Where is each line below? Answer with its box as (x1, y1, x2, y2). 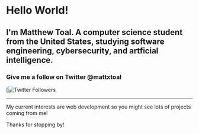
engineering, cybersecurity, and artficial (6, 46, 159, 56)
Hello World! (6, 4, 69, 17)
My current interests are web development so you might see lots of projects (6, 103, 191, 110)
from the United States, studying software (6, 36, 165, 46)
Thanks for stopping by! (6, 121, 65, 128)
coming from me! (6, 109, 49, 116)
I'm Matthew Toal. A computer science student (6, 27, 183, 37)
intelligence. (6, 55, 53, 65)
